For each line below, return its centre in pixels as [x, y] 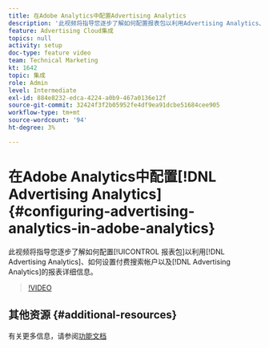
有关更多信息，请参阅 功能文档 [57, 336]
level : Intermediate [43, 90]
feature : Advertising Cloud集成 [61, 30]
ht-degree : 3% [32, 127]
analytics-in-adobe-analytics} [112, 228]
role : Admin [28, 83]
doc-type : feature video [50, 53]
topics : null [30, 38]
